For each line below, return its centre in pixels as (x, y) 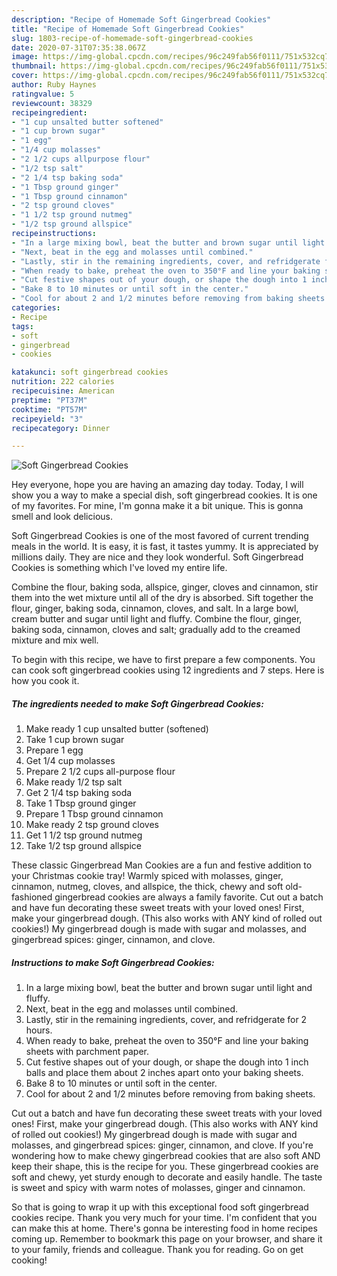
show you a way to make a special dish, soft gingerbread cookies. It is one (164, 495)
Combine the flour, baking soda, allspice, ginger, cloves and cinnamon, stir (165, 587)
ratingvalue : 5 (43, 94)
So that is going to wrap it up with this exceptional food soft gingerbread (160, 1207)
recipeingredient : (49, 112)
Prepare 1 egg (54, 750)
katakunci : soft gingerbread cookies (90, 372)
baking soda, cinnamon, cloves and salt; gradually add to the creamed (156, 630)
